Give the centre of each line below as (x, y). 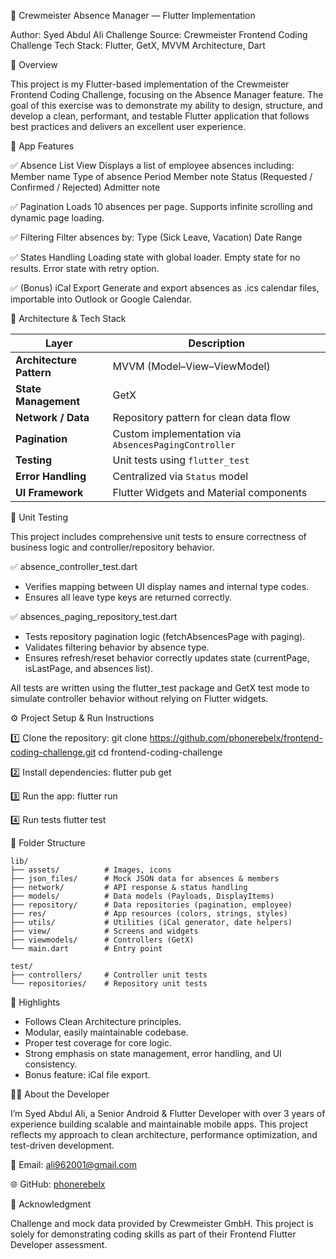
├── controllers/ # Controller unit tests (109, 975)
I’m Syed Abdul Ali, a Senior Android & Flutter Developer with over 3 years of (168, 1113)
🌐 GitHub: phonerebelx (58, 1184)
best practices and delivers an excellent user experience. (128, 126)
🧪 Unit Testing (39, 517)
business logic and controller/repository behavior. (112, 547)
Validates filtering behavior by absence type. (117, 647)
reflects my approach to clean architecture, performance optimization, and (164, 1134)
